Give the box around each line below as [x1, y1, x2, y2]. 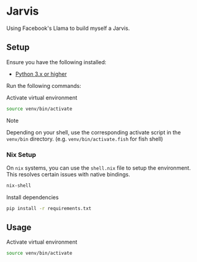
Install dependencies [6, 194, 59, 201]
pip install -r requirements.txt [6, 205, 92, 211]
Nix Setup [6, 150, 37, 159]
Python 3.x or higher [15, 70, 67, 78]
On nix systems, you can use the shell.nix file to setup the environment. [6, 164, 191, 172]
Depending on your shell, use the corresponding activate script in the [6, 128, 181, 136]
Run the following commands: [6, 82, 81, 89]
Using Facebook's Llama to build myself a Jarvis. [6, 24, 130, 32]
